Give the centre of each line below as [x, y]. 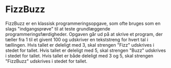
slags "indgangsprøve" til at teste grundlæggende [58, 28]
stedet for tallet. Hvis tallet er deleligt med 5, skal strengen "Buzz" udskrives [86, 50]
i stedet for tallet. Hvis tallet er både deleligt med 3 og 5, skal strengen [79, 56]
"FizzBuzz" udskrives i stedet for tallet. [46, 61]
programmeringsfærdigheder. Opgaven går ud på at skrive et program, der [84, 34]
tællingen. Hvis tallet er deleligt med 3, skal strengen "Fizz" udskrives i [80, 45]
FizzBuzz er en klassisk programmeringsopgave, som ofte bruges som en [83, 23]
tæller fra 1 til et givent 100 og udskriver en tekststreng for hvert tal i [77, 40]
